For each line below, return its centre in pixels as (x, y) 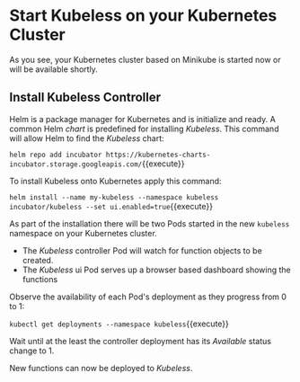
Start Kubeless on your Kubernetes (143, 16)
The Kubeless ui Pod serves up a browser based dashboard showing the (157, 270)
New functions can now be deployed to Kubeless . (101, 368)
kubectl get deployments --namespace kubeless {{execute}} (119, 324)
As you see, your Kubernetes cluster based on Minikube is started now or (145, 59)
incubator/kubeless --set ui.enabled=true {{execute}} (111, 206)
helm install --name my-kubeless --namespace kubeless (114, 197)
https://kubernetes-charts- (158, 155)
